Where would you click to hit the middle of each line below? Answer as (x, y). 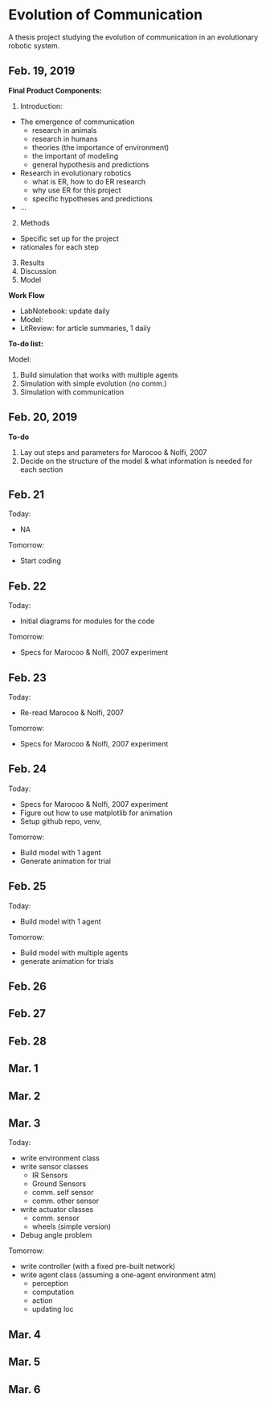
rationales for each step (59, 246)
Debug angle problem (56, 1235)
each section (41, 469)
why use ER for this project (77, 190)
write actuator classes (57, 1210)
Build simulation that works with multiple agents (99, 374)
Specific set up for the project (69, 238)
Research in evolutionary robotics (76, 173)
